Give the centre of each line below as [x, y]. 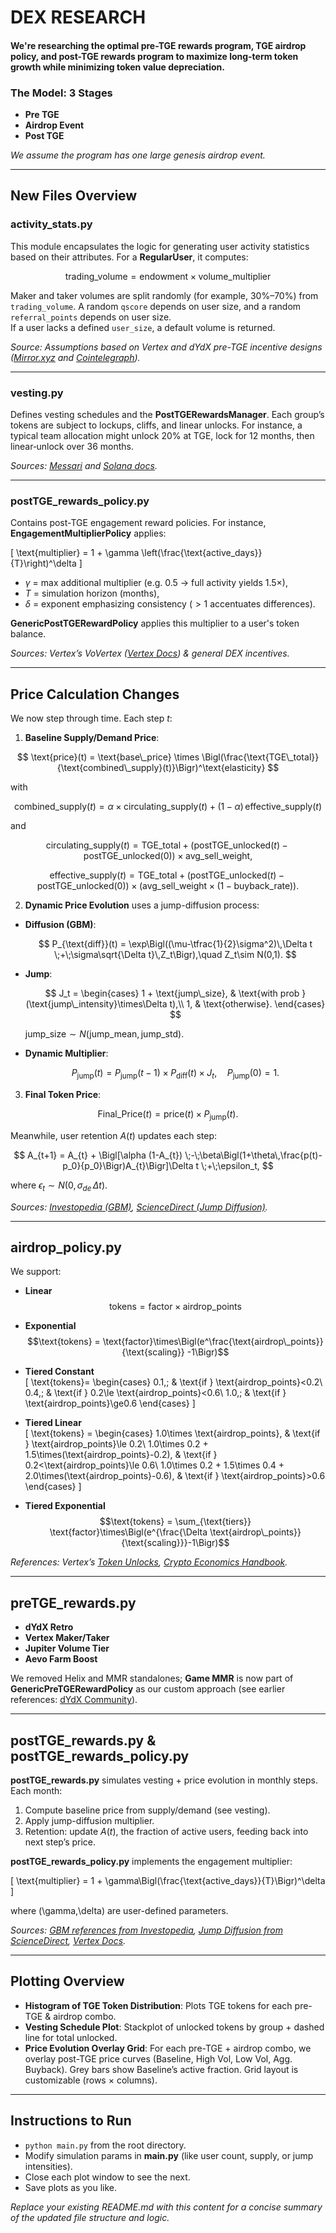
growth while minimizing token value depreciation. [117, 67]
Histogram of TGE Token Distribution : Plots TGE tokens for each [158, 2005]
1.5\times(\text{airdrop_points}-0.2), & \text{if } [121, 1455]
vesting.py [37, 393]
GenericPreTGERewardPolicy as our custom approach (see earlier [148, 1689]
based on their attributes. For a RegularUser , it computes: [129, 257]
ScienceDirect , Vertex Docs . [68, 1940]
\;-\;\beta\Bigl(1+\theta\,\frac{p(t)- [253, 1155]
